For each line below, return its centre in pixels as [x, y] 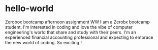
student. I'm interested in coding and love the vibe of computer [69, 27]
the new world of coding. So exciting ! [44, 42]
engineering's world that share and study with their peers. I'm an [71, 32]
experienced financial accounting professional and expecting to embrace [79, 37]
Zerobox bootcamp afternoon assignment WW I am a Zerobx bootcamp [78, 22]
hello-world [30, 8]
